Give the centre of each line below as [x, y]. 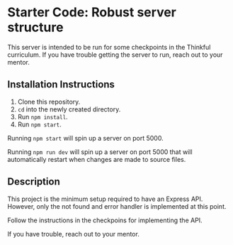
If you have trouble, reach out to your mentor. [73, 234]
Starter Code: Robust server [92, 12]
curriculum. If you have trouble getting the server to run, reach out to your [115, 55]
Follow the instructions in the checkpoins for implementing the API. [105, 220]
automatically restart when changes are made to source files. [97, 159]
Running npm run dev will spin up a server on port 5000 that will [100, 152]
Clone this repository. [49, 102]
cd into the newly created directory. [69, 109]
